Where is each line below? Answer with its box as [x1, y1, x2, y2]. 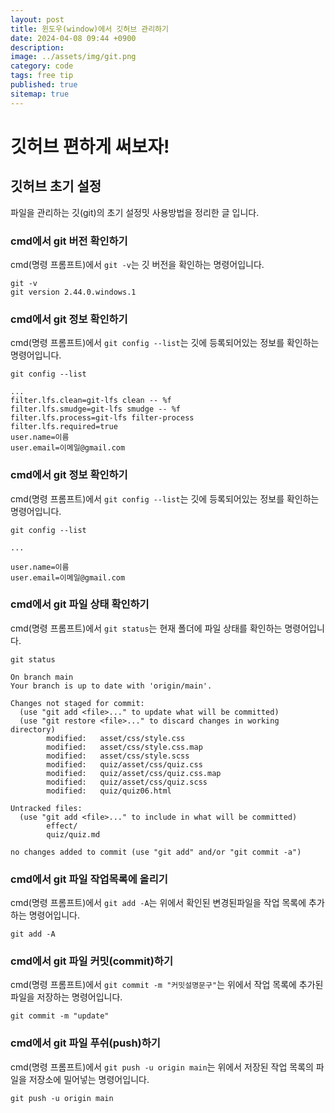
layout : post [10, 14, 65, 25]
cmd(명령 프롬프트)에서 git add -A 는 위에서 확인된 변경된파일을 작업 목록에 [10, 897, 307, 909]
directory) [10, 724, 56, 735]
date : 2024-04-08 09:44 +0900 [10, 33, 137, 43]
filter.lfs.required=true [10, 422, 118, 432]
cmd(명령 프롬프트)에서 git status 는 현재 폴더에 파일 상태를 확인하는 [10, 622, 283, 634]
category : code [10, 61, 74, 71]
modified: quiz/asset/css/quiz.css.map [46, 768, 222, 778]
